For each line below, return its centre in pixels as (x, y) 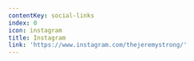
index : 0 (23, 23)
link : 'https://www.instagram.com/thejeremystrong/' (98, 45)
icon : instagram (35, 30)
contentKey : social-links (51, 15)
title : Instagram (37, 38)
